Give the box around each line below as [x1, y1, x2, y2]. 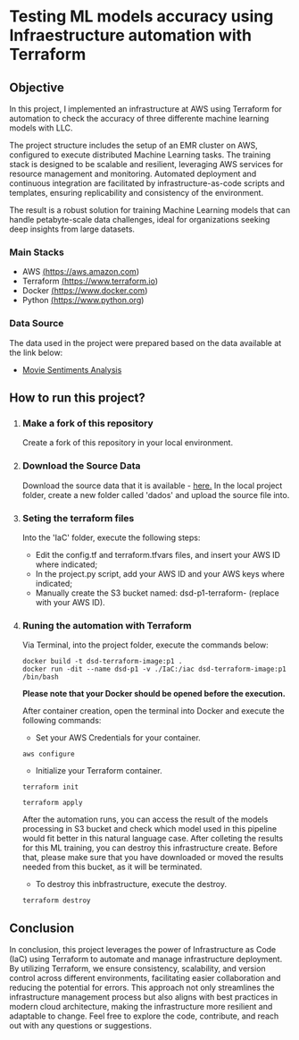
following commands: [21, 715, 102, 726]
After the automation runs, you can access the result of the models [21, 814, 269, 824]
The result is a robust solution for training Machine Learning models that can [9, 205, 291, 216]
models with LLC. [9, 123, 73, 133]
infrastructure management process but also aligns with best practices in [9, 991, 278, 1002]
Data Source [9, 317, 64, 330]
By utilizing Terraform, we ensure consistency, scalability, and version [9, 963, 266, 974]
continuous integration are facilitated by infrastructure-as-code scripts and [9, 178, 286, 189]
